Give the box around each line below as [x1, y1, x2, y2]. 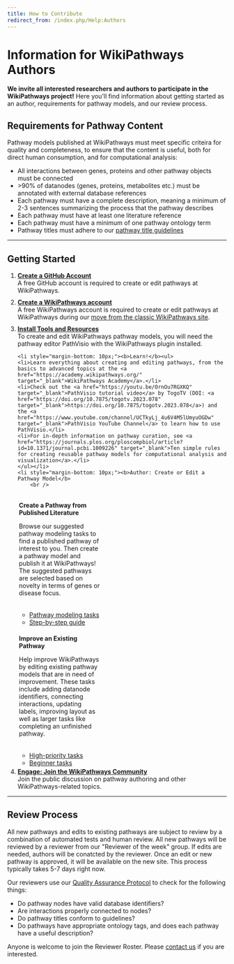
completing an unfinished [18, 722, 92, 731]
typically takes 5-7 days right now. [7, 864, 106, 873]
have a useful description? [17, 928, 94, 937]
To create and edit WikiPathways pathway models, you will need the [17, 333, 213, 341]
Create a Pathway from [18, 501, 87, 510]
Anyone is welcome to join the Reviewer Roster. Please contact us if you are [7, 942, 225, 951]
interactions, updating [18, 700, 82, 708]
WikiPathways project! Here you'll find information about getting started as [7, 92, 225, 101]
